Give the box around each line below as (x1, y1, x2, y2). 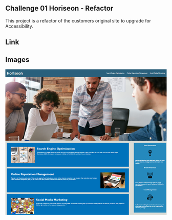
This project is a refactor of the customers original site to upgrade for (5, 17, 152, 23)
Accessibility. (5, 23, 33, 29)
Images (5, 55, 30, 64)
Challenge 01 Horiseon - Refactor (5, 4, 114, 13)
